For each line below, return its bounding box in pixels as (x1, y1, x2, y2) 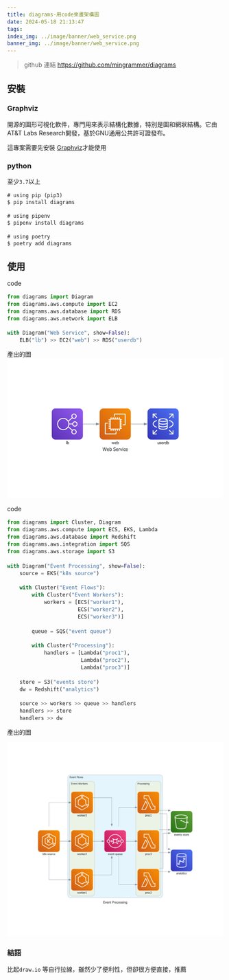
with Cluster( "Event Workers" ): (32, 592, 125, 599)
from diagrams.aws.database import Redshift (7, 533, 136, 541)
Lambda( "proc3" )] (80, 664, 130, 671)
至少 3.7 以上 (7, 177, 41, 186)
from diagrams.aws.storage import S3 (7, 548, 115, 555)
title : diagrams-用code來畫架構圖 (7, 11, 99, 18)
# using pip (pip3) (7, 192, 63, 199)
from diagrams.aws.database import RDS (7, 308, 121, 315)
